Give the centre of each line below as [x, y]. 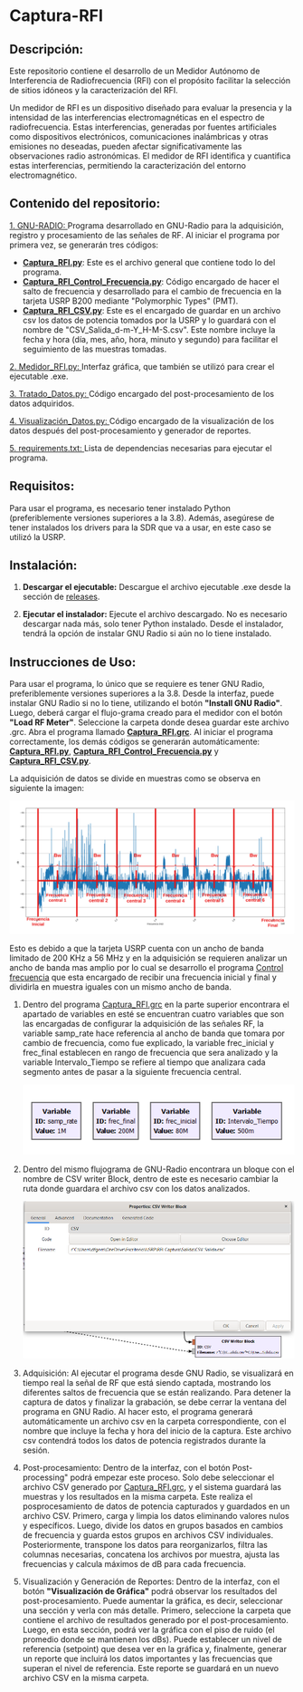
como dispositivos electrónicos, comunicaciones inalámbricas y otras [139, 136]
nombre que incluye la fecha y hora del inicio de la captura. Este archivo [157, 1431]
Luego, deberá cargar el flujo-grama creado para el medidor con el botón [146, 713]
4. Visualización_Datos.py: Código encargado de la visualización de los [142, 421]
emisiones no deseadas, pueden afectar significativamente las [126, 146]
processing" [45, 1477]
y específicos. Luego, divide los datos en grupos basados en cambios [152, 1525]
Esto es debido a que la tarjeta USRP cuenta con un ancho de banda [137, 949]
